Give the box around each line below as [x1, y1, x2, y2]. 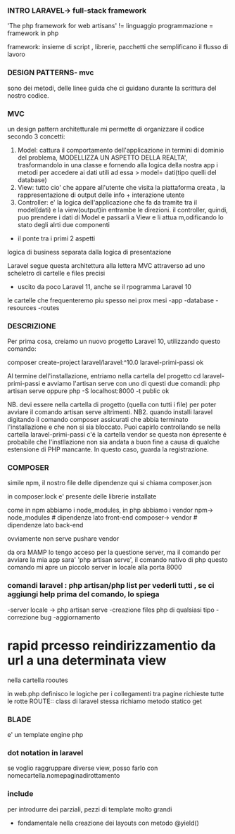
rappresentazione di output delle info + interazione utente [17, 191, 185, 199]
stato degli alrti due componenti [17, 220, 110, 229]
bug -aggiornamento [39, 612, 101, 621]
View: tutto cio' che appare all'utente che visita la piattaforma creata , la [17, 183, 226, 191]
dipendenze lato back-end [7, 521, 84, 530]
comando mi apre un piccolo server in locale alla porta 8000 [7, 563, 182, 572]
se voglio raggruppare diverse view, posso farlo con [7, 764, 158, 772]
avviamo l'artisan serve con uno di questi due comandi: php [46, 379, 220, 388]
